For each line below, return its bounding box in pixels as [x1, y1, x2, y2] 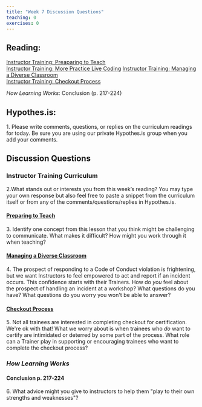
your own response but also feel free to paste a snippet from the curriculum [6, 192, 195, 199]
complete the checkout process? [6, 344, 88, 351]
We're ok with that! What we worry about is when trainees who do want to [6, 325, 191, 333]
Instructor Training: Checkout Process [6, 78, 101, 85]
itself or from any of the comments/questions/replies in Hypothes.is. [6, 198, 177, 206]
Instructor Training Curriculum [6, 172, 98, 180]
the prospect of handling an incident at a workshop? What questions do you [6, 285, 195, 292]
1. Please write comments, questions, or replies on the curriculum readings [6, 123, 192, 130]
